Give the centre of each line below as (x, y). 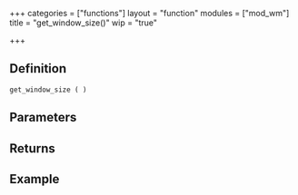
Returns (33, 148)
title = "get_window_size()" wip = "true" (83, 23)
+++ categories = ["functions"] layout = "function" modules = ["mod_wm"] (149, 13)
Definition (38, 68)
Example (35, 179)
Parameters (43, 117)
